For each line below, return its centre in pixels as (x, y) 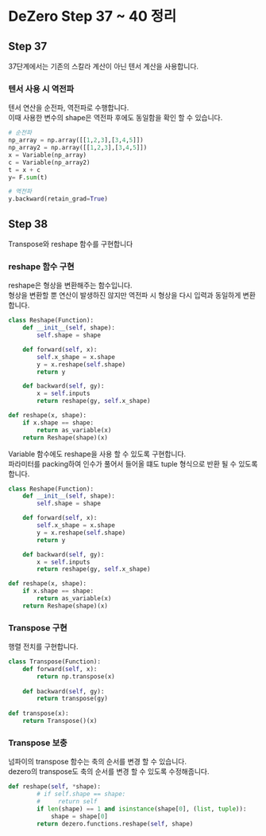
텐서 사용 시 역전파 (41, 88)
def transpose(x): (39, 713)
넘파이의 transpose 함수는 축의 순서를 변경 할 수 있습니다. (98, 762)
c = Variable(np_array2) (49, 162)
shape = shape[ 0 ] (79, 816)
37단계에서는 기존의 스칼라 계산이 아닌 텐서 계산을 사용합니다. (104, 66)
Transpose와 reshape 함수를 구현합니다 (71, 244)
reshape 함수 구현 (41, 266)
